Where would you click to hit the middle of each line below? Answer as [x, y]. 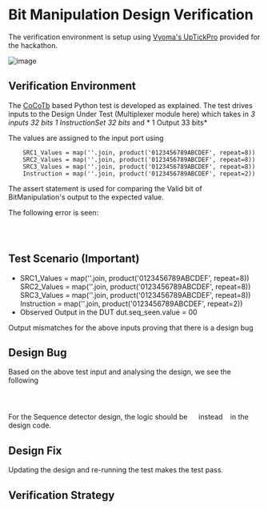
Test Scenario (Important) [74, 259]
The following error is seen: [54, 212]
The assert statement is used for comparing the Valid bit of [105, 188]
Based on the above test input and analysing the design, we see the [120, 372]
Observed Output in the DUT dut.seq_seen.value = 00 [108, 312]
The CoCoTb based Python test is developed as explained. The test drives [131, 105]
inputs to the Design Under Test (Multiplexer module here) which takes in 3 [132, 114]
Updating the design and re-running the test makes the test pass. [116, 470]
